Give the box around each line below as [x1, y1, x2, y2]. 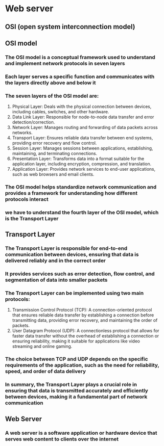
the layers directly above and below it [5, 79, 96, 86]
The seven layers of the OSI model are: [5, 92, 99, 99]
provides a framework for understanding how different [5, 190, 138, 197]
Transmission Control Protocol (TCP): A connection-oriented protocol [12, 307, 152, 313]
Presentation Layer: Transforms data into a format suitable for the [12, 156, 144, 162]
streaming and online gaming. [12, 343, 72, 349]
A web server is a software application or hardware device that [5, 429, 158, 436]
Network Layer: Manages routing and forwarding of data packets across [12, 125, 158, 131]
